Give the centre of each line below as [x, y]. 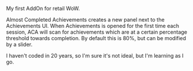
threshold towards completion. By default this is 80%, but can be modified [96, 38]
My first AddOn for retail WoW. [43, 8]
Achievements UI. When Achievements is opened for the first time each [93, 26]
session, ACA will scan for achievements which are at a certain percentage [97, 32]
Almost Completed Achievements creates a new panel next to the [85, 19]
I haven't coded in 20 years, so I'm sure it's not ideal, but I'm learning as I [95, 56]
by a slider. [19, 44]
